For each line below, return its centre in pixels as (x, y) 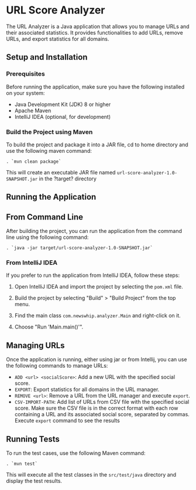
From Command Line (45, 217)
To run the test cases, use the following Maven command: (76, 453)
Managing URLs (36, 345)
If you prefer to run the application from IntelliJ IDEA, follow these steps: (93, 275)
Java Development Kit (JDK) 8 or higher (63, 104)
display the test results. (34, 481)
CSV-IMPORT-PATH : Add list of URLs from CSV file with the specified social (102, 402)
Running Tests (33, 439)
